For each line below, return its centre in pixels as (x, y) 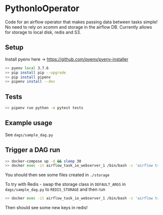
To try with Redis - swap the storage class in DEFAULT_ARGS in (65, 184)
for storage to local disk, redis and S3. (43, 32)
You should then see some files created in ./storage (57, 175)
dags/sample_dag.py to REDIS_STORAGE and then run (55, 189)
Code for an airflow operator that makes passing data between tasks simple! (81, 22)
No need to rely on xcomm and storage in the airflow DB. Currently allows (79, 27)
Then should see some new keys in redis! (46, 208)
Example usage (29, 123)
